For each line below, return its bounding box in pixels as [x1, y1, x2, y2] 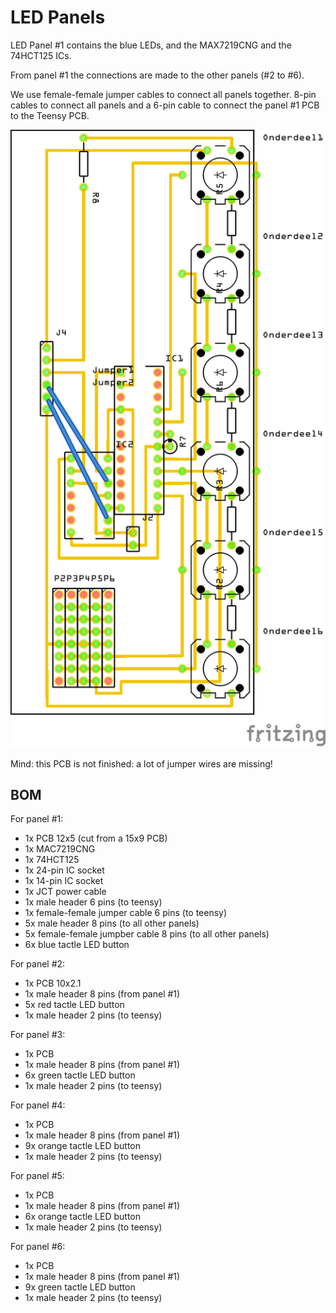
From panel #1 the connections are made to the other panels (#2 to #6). [10, 69, 305, 81]
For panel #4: [10, 1099, 66, 1111]
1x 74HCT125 [24, 854, 80, 866]
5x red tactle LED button [24, 999, 125, 1011]
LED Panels [10, 6, 106, 29]
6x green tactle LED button [24, 1069, 136, 1081]
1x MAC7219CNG [24, 843, 96, 855]
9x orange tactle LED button [24, 1140, 142, 1152]
